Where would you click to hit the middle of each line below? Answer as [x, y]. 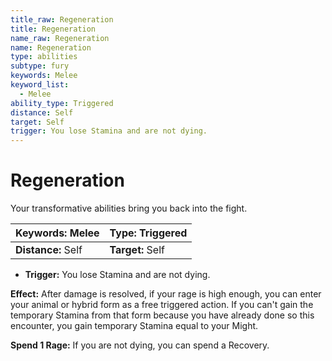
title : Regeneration [53, 29]
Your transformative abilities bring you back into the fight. [129, 208]
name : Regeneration [51, 47]
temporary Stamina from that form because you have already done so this [162, 315]
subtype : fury [40, 66]
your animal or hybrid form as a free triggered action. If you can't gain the [162, 305]
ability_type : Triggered [62, 103]
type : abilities [44, 57]
